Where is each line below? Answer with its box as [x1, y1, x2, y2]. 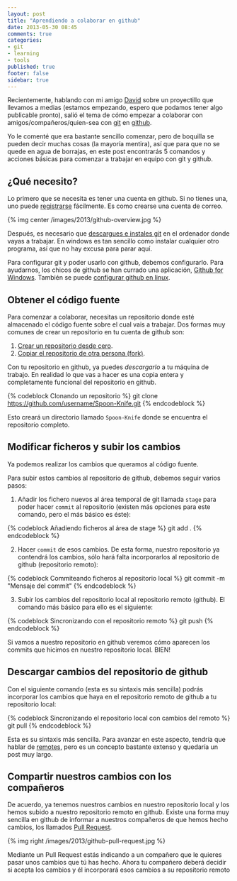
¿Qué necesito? [7, 175, 78, 187]
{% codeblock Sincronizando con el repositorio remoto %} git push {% [7, 616, 214, 625]
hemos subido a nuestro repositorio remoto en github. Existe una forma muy [7, 808, 230, 816]
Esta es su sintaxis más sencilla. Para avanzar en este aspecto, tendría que [7, 735, 226, 743]
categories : [7, 37, 42, 44]
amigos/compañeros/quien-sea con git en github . [7, 119, 152, 127]
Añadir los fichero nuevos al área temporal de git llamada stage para [17, 495, 217, 503]
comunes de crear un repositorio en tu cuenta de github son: [7, 328, 185, 336]
